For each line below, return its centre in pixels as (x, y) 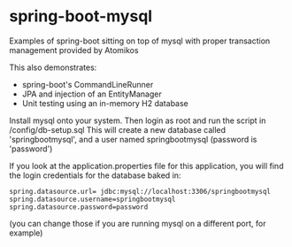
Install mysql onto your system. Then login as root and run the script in (138, 120)
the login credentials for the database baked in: (95, 175)
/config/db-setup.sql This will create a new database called (118, 129)
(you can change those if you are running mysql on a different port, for (138, 223)
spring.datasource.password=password (79, 207)
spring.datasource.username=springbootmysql (92, 199)
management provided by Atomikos (74, 50)
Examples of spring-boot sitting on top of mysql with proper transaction (140, 41)
